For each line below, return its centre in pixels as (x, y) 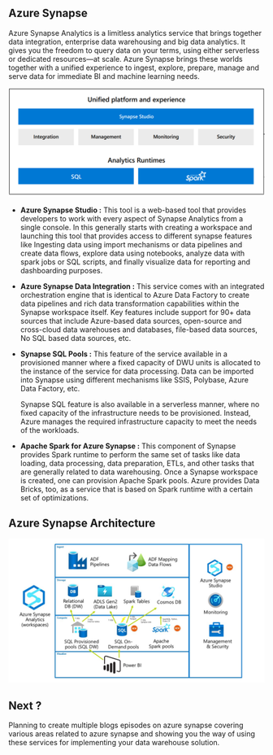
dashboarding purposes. (61, 270)
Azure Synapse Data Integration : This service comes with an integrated (142, 286)
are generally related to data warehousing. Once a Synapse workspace (139, 472)
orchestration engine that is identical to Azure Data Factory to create (135, 295)
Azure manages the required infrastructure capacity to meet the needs (139, 421)
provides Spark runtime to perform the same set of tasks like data (130, 454)
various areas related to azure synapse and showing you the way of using (132, 734)
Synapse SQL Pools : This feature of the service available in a (123, 354)
